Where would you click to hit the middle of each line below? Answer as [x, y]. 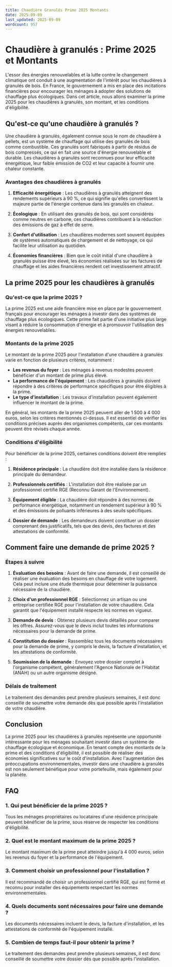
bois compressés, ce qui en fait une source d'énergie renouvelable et [78, 152]
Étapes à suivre [25, 562]
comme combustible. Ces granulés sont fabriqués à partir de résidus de [81, 147]
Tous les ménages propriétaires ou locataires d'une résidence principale [81, 817]
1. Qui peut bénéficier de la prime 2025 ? [57, 805]
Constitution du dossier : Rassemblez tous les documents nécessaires [88, 641]
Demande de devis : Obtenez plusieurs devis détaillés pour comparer [86, 620]
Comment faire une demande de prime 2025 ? [80, 547]
